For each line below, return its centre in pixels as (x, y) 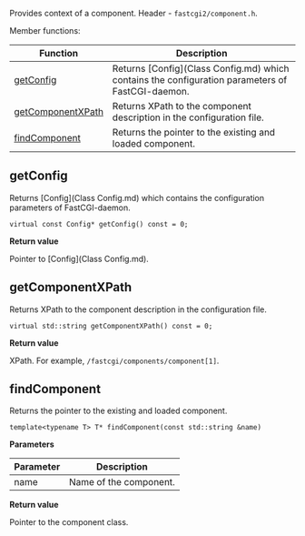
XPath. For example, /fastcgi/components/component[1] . (114, 360)
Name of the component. (122, 482)
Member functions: (45, 30)
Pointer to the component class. (69, 522)
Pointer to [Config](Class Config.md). (79, 258)
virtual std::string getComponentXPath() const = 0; (111, 326)
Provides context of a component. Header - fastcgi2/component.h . (134, 13)
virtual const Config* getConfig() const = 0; (99, 224)
